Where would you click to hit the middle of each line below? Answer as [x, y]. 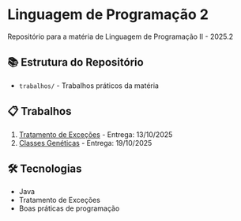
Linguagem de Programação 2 [108, 15]
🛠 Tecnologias [45, 168]
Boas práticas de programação [69, 208]
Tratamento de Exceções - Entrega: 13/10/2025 [96, 134]
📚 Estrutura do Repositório [75, 62]
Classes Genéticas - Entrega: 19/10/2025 [85, 143]
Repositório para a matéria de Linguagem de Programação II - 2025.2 [120, 36]
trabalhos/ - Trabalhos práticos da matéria [89, 86]
